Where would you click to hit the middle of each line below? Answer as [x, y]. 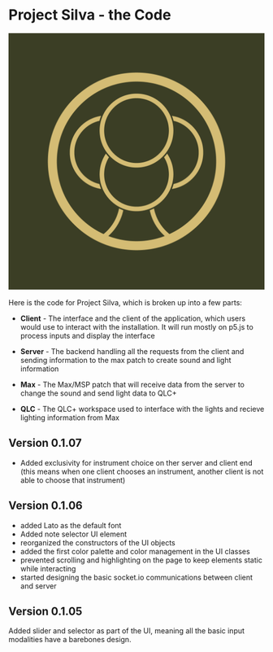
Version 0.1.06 [45, 506]
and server [38, 586]
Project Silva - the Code [90, 15]
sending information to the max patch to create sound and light [126, 360]
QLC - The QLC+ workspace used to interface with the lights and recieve [142, 409]
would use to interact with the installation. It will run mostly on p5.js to [136, 326]
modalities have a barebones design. [70, 640]
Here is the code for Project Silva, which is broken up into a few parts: [125, 302]
